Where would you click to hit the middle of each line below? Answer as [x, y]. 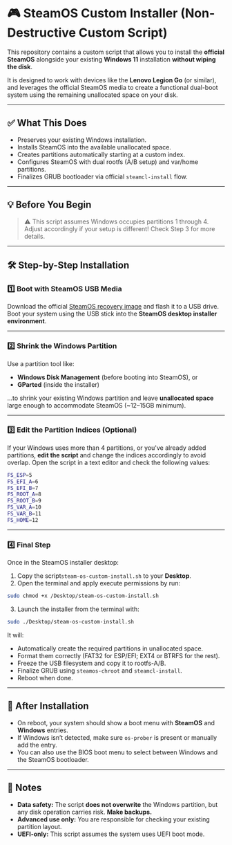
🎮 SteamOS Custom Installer [93, 13]
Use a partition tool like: [41, 363]
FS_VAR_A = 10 [24, 507]
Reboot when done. [45, 678]
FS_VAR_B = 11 [24, 514]
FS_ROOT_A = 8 [24, 494]
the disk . [20, 66]
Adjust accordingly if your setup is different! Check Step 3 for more [119, 228]
